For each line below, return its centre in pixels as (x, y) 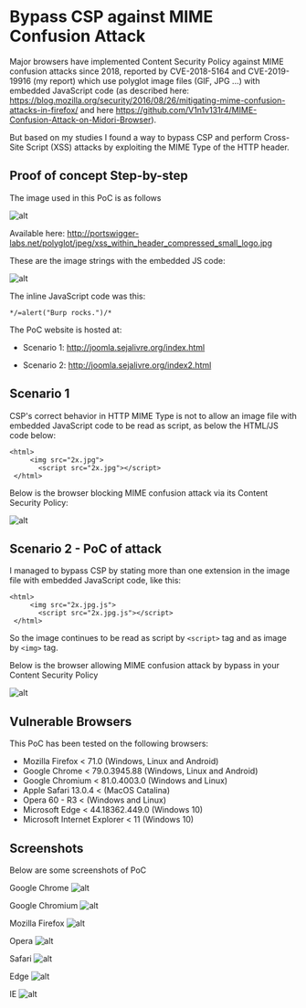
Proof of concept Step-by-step (99, 176)
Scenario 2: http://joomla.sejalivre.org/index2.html (117, 365)
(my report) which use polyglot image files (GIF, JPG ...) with (147, 80)
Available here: (37, 233)
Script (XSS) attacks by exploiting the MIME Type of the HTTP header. (158, 147)
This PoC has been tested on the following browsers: (109, 744)
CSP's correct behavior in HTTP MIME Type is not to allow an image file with (153, 415)
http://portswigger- (103, 233)
